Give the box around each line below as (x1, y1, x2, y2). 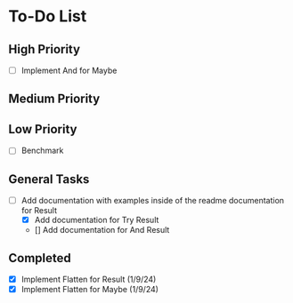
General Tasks (8, 171, 90, 187)
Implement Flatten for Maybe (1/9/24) (20, 284, 159, 295)
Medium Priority (8, 92, 101, 107)
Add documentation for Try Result (34, 215, 159, 226)
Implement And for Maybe (20, 65, 118, 76)
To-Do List (8, 6, 87, 27)
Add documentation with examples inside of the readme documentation (20, 195, 285, 206)
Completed (8, 251, 72, 266)
